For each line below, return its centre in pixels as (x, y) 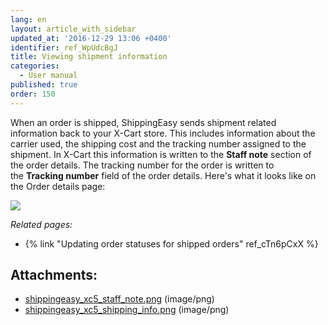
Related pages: (41, 224)
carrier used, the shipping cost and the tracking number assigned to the (158, 143)
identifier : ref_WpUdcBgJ (64, 47)
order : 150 (33, 94)
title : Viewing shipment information (89, 57)
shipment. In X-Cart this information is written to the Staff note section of (161, 154)
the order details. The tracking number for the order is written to (142, 165)
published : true (44, 85)
